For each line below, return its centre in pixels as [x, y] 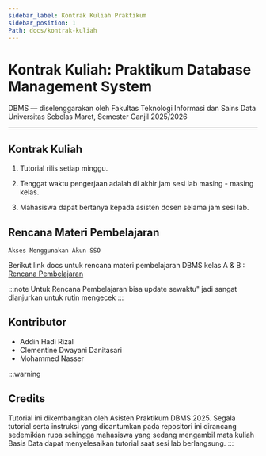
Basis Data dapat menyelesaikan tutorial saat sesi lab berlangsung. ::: [121, 443]
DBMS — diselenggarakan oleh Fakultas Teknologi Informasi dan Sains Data [132, 109]
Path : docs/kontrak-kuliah [53, 30]
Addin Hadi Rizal [46, 341]
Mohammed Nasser [52, 358]
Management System [80, 86]
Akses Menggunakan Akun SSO [55, 251]
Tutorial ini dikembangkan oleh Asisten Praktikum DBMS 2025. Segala [122, 418]
